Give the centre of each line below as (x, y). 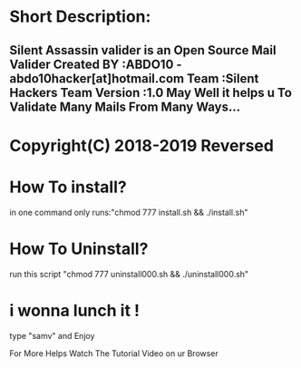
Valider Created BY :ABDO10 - (96, 64)
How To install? (68, 187)
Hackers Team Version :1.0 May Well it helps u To (151, 92)
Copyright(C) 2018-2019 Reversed (142, 145)
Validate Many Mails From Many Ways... (125, 107)
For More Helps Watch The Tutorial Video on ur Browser (114, 353)
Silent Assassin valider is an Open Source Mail (143, 50)
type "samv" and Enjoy (52, 335)
